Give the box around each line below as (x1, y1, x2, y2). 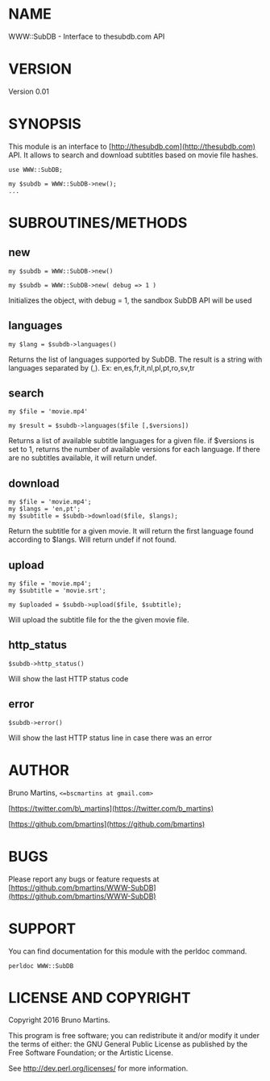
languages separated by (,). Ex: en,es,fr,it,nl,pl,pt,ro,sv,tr (8, 362, 195, 372)
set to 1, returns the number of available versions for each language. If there (8, 445, 260, 455)
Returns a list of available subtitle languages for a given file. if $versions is (8, 436, 255, 446)
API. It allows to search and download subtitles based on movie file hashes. (8, 150, 259, 160)
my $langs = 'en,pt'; (8, 505, 81, 513)
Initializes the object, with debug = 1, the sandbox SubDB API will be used (8, 295, 252, 305)
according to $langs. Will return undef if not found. (8, 534, 177, 545)
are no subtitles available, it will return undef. (8, 453, 157, 463)
